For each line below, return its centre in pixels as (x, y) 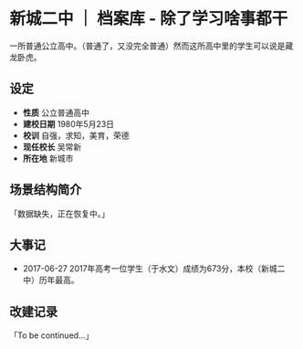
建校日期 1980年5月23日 (68, 123)
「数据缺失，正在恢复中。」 (59, 213)
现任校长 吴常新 (52, 146)
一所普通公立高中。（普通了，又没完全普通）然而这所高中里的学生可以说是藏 (151, 46)
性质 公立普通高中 (56, 112)
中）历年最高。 (51, 280)
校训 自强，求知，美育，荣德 (76, 135)
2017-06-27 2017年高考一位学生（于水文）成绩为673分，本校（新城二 (154, 269)
